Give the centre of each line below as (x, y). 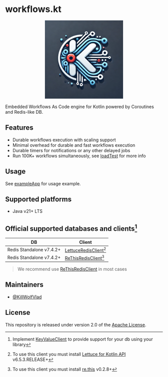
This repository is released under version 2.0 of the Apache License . (76, 324)
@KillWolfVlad (27, 297)
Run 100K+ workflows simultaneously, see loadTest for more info (79, 156)
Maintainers (24, 285)
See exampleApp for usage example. (43, 183)
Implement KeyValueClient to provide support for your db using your (83, 339)
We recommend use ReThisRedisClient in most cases (72, 269)
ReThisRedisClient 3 (84, 257)
